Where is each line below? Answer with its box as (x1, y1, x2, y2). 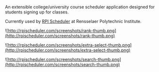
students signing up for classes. (5, 9, 69, 15)
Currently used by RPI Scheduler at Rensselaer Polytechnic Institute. (5, 19, 142, 24)
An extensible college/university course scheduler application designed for (5, 4, 155, 10)
